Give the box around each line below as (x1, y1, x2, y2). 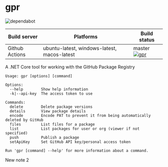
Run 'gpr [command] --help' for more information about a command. (5, 148, 149, 153)
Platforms (73, 33, 98, 40)
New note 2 (5, 157, 29, 163)
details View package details (9, 108, 86, 114)
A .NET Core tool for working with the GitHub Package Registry (5, 64, 135, 70)
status (139, 36, 155, 43)
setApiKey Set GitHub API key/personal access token (9, 139, 131, 144)
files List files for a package (9, 122, 95, 127)
